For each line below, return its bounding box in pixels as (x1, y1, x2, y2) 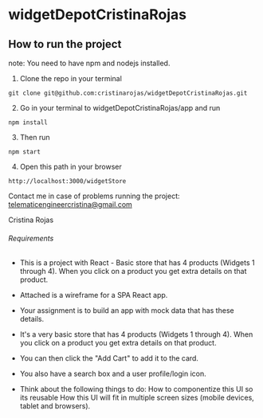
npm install (8, 119, 48, 127)
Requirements (8, 233, 54, 243)
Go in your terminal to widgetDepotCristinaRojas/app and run (19, 104, 221, 112)
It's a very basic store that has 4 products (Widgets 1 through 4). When (19, 330, 253, 339)
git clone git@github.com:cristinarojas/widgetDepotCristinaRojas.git (8, 89, 248, 97)
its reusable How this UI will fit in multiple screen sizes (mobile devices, (19, 393, 255, 403)
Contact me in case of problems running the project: (8, 191, 181, 201)
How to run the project (8, 37, 122, 51)
